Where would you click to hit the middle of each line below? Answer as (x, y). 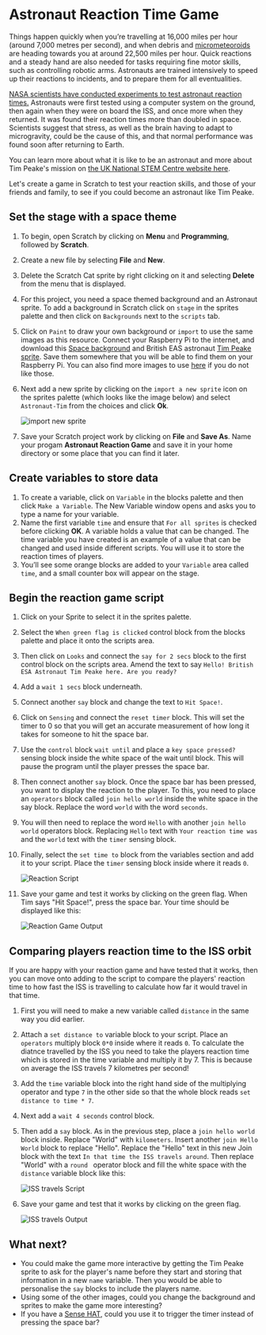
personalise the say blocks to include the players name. (111, 1289)
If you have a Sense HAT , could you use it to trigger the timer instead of (137, 1314)
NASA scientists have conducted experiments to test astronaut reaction (125, 94)
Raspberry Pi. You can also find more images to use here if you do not (135, 365)
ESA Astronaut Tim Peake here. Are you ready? (99, 672)
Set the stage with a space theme (93, 217)
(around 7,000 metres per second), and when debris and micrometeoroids (130, 44)
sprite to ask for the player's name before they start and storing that (131, 1272)
